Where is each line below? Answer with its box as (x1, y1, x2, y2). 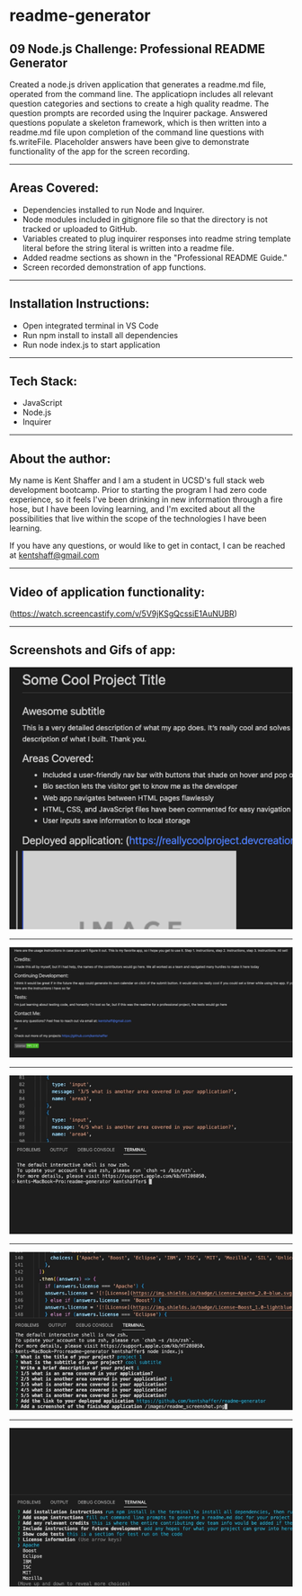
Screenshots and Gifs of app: (9, 642, 176, 658)
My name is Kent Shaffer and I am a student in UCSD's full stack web (9, 475, 265, 486)
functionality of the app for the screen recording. (9, 146, 191, 157)
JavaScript (22, 398, 63, 408)
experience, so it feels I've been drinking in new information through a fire (9, 494, 283, 505)
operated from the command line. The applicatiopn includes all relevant (9, 89, 274, 99)
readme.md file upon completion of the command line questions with (9, 127, 265, 138)
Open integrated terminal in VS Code (22, 320, 159, 331)
